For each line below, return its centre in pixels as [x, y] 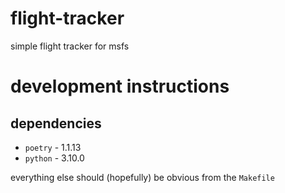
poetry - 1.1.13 [53, 147]
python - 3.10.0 [54, 158]
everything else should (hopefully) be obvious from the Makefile [142, 177]
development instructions [120, 86]
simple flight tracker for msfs [70, 46]
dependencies [56, 123]
